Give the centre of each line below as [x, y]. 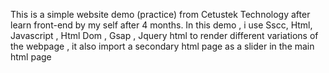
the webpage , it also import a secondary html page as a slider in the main [162, 46]
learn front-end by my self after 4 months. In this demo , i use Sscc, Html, [161, 25]
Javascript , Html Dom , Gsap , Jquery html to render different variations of [164, 35]
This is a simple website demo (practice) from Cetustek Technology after [160, 14]
